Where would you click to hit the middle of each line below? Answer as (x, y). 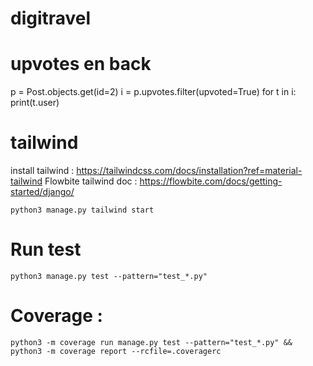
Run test (46, 249)
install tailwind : (42, 171)
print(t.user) (35, 103)
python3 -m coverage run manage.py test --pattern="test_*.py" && (151, 342)
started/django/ (42, 192)
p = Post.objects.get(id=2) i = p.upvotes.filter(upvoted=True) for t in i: (153, 92)
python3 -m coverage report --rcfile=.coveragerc (116, 351)
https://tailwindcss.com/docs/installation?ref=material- (189, 171)
